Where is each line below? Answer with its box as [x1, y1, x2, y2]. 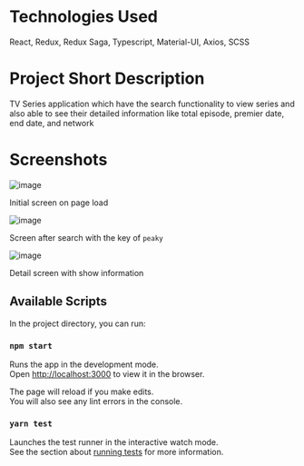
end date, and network [9, 117, 94, 128]
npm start [9, 341, 53, 351]
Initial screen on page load [9, 197, 109, 208]
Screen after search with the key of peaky [9, 232, 163, 243]
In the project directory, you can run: [9, 318, 146, 329]
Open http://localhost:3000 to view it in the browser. [9, 368, 205, 379]
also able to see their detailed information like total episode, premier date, [9, 107, 285, 119]
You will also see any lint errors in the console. [9, 395, 183, 406]
